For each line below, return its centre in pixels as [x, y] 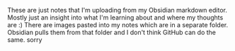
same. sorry [25, 40]
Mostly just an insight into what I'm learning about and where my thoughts [115, 17]
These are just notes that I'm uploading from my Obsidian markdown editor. [117, 10]
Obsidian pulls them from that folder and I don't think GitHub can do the [111, 32]
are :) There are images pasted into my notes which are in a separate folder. [118, 25]
